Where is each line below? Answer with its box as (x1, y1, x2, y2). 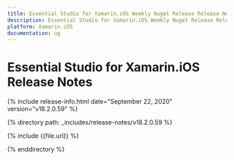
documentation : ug (7, 29, 61, 37)
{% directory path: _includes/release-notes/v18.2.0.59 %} (7, 118, 173, 127)
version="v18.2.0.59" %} (7, 105, 78, 113)
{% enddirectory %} (7, 145, 65, 154)
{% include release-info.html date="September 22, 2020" (7, 97, 173, 106)
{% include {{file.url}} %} (7, 131, 79, 140)
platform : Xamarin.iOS (7, 23, 73, 30)
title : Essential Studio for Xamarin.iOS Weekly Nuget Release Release (7, 10, 219, 17)
